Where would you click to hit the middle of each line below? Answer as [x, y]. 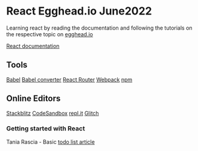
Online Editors [34, 99]
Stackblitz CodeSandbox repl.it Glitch [53, 113]
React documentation [33, 46]
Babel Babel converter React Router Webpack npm [69, 79]
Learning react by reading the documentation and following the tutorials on [99, 28]
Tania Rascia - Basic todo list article [51, 142]
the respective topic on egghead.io [50, 34]
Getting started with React [46, 129]
